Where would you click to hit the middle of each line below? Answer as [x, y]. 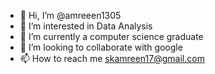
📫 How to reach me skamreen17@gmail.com [112, 58]
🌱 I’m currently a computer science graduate [111, 36]
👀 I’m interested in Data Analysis [86, 26]
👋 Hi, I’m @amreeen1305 [70, 15]
